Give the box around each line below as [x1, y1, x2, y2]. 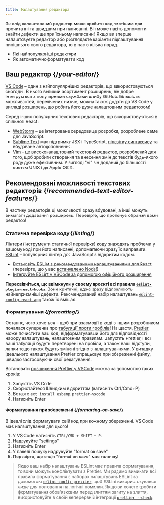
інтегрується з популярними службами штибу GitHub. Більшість [5, 94, 140, 99]
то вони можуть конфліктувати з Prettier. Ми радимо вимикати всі [17, 468, 156, 474]
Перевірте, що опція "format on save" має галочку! [12, 454, 119, 459]
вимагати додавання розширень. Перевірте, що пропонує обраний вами [5, 213, 158, 218]
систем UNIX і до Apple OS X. [12, 165, 74, 170]
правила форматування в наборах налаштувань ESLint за [17, 474, 138, 480]
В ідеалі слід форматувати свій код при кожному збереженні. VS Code [5, 418, 154, 424]
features [5, 194, 32, 202]
